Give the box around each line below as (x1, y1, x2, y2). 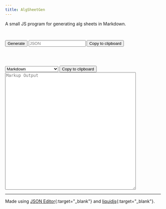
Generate (7, 40, 25, 46)
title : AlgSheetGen (5, 7, 45, 12)
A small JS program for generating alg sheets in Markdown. (5, 21, 126, 27)
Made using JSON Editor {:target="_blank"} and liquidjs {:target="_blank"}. (5, 198, 155, 204)
